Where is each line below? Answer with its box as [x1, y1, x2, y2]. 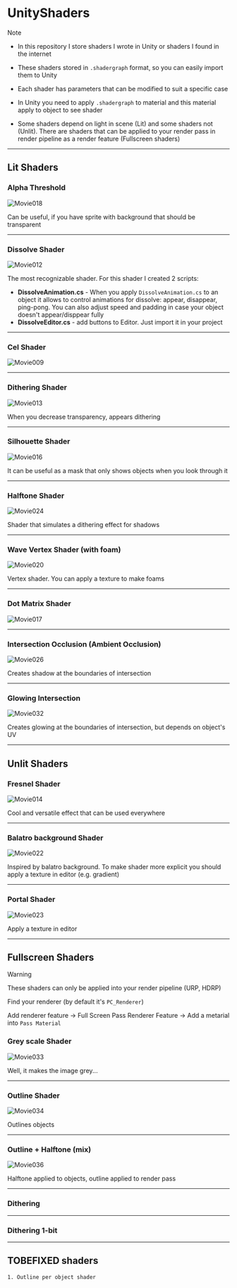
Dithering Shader [7, 383, 67, 393]
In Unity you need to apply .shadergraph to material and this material [17, 98, 217, 107]
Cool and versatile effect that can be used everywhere [7, 808, 166, 817]
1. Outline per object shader [7, 1273, 97, 1281]
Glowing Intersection [7, 693, 81, 703]
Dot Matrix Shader [7, 599, 72, 609]
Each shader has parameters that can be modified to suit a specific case [17, 84, 229, 93]
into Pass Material [7, 1019, 61, 1027]
